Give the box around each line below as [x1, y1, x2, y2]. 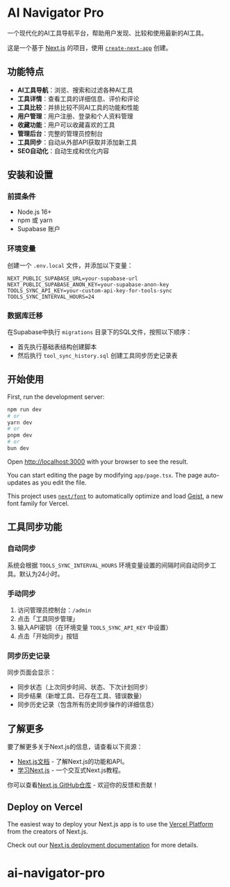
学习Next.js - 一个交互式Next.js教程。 [17, 766, 125, 774]
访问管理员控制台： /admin [17, 606, 92, 614]
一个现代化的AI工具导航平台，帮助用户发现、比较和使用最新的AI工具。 [7, 29, 208, 37]
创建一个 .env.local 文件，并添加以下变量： [7, 261, 133, 269]
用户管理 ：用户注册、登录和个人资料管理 [17, 111, 133, 120]
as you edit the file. [32, 478, 87, 487]
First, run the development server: [7, 392, 105, 401]
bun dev [7, 445, 30, 452]
